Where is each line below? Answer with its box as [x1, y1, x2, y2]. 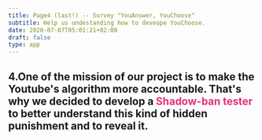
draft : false [8, 33, 51, 42]
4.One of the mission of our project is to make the [8, 70, 255, 83]
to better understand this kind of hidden [8, 107, 208, 120]
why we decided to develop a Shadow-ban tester [8, 94, 253, 108]
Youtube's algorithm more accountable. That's [8, 82, 242, 95]
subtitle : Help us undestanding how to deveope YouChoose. [8, 19, 206, 27]
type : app [8, 41, 41, 49]
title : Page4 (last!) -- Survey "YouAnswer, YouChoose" [8, 11, 195, 20]
